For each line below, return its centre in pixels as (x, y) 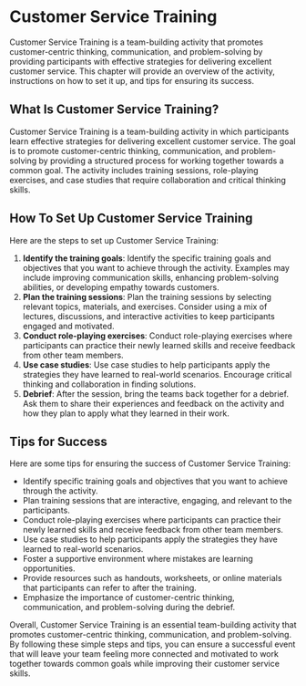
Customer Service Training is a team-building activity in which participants (149, 131)
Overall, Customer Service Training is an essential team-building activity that (153, 625)
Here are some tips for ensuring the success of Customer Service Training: (150, 463)
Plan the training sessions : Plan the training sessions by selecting (147, 296)
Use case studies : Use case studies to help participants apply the (146, 364)
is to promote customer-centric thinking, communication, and (124, 151)
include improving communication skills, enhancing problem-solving (151, 277)
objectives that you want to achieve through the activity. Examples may (156, 267)
